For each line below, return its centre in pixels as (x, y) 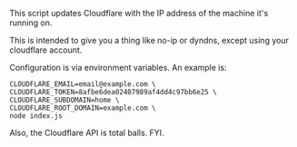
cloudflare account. (46, 50)
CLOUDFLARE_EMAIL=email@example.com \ (83, 84)
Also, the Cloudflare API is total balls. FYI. (87, 132)
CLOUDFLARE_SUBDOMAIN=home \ (64, 100)
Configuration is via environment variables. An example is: (118, 68)
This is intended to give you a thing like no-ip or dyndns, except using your (149, 40)
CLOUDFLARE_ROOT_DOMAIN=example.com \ (83, 108)
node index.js (36, 116)
